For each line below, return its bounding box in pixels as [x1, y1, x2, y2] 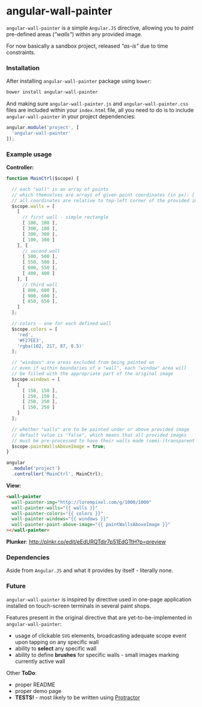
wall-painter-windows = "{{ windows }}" [11, 516, 109, 522]
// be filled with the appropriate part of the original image [11, 371, 173, 377]
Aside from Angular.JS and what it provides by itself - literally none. [6, 567, 173, 574]
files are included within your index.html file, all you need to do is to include [6, 107, 194, 114]
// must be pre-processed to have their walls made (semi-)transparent [11, 437, 195, 444]
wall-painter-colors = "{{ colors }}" [11, 510, 103, 516]
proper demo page [14, 687, 62, 694]
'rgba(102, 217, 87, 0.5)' [17, 343, 85, 349]
